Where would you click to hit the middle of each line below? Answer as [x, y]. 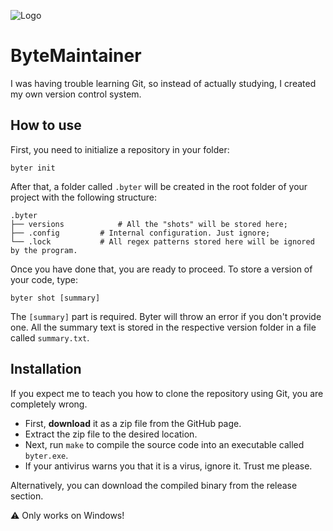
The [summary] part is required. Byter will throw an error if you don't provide [166, 316]
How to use [46, 125]
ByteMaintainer [76, 56]
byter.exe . [46, 455]
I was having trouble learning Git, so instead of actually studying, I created [163, 83]
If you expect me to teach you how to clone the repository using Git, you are [167, 393]
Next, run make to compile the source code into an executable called [164, 444]
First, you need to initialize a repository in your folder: [120, 149]
